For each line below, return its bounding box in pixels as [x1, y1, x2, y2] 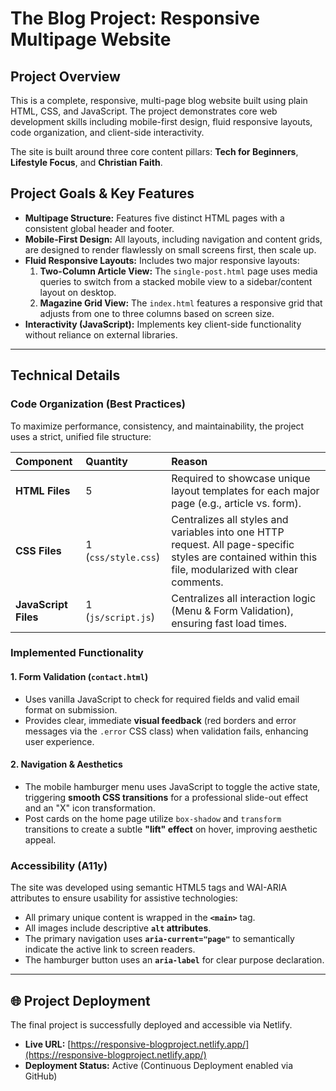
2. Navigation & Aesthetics [10, 758, 123, 771]
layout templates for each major [171, 483, 320, 497]
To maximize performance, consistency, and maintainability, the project [10, 420, 305, 432]
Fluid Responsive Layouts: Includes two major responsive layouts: [24, 254, 300, 266]
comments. [171, 575, 224, 589]
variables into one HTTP [171, 525, 285, 539]
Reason [171, 454, 208, 468]
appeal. [24, 833, 57, 846]
